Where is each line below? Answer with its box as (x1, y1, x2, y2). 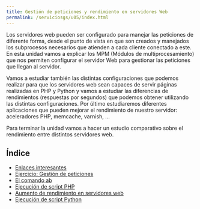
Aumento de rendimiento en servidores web (14, 190, 124, 197)
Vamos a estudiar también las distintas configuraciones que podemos (6, 74, 179, 82)
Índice (6, 148, 30, 158)
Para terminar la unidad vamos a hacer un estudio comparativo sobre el (6, 124, 183, 132)
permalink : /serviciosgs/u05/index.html (6, 14, 109, 20)
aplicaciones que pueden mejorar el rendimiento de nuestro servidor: (6, 106, 178, 114)
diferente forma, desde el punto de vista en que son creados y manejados (6, 37, 189, 44)
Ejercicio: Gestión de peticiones (14, 171, 94, 178)
